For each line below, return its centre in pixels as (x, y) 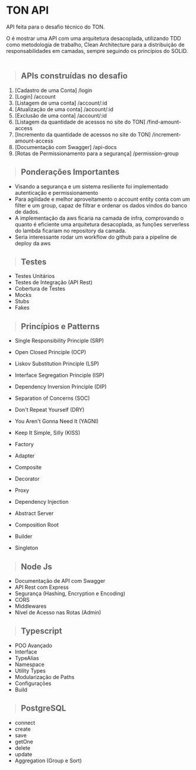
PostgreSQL (43, 709)
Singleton (26, 548)
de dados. (27, 212)
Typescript (41, 631)
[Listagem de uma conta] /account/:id (61, 103)
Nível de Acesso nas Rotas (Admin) (58, 612)
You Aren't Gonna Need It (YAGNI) (57, 421)
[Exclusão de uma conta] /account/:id (61, 115)
